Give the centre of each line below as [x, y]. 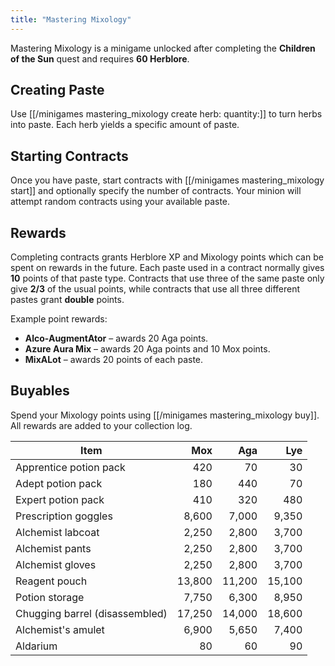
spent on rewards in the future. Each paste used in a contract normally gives [167, 268]
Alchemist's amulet [60, 629]
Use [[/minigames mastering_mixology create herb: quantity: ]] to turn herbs [166, 114]
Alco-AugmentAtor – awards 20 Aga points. [116, 338]
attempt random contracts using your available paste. [120, 202]
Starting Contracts [69, 156]
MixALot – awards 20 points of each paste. [114, 360]
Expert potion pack [60, 499]
